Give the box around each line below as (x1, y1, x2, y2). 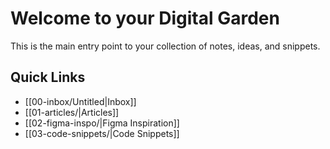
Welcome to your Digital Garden (10, 7, 280, 30)
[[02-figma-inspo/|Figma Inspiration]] (24, 117, 180, 129)
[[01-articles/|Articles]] (24, 106, 120, 118)
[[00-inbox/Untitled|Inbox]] (24, 95, 137, 107)
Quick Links (10, 69, 86, 86)
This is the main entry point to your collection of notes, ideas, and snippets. (10, 40, 321, 52)
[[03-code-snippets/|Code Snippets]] (24, 127, 180, 139)
